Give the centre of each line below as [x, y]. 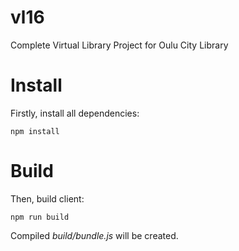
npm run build [40, 217]
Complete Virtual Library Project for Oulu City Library [119, 45]
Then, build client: [47, 198]
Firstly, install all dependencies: [75, 113]
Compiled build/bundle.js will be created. [94, 235]
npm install [35, 131]
